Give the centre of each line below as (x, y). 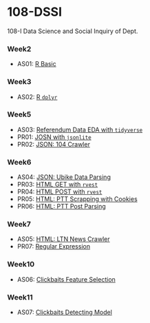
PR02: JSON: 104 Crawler (54, 144)
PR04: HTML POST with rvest (60, 192)
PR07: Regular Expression (54, 247)
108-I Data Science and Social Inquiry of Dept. (73, 31)
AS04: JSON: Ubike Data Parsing (64, 177)
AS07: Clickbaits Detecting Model (64, 312)
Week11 (20, 297)
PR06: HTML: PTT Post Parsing (62, 207)
